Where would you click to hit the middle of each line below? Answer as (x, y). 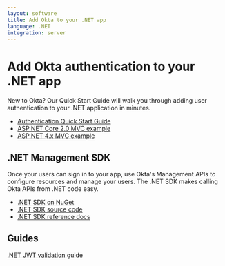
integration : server (37, 33)
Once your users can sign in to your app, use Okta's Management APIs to (111, 174)
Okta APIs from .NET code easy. (53, 189)
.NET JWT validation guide (45, 255)
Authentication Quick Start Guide (64, 121)
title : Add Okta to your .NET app (57, 20)
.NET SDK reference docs (54, 217)
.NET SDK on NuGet (46, 202)
